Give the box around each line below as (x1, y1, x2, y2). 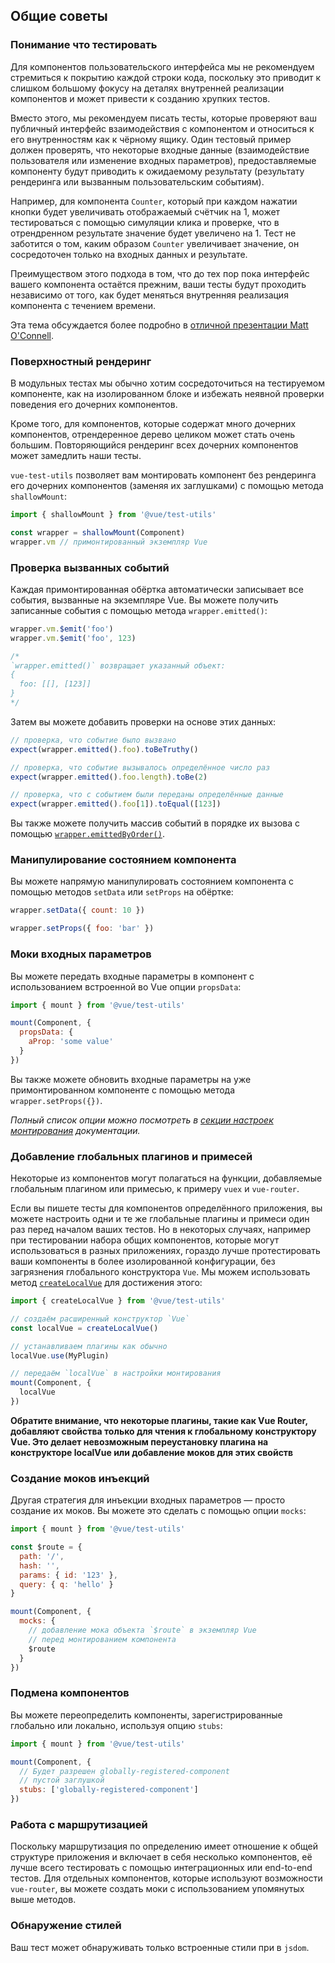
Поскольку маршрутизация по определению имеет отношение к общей (10, 1840, 318, 1853)
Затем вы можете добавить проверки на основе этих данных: (10, 715, 277, 728)
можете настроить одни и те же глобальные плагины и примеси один (10, 1213, 310, 1225)
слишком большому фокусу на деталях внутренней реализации (10, 82, 285, 94)
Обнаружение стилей (10, 1919, 122, 1933)
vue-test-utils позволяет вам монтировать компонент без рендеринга (10, 469, 317, 481)
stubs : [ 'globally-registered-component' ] (19, 1785, 199, 1795)
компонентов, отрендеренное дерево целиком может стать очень (10, 428, 296, 440)
